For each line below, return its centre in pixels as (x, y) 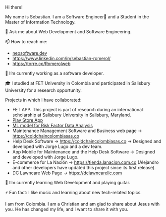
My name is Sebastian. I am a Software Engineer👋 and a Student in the (77, 17)
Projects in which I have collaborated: (43, 100)
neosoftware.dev (29, 53)
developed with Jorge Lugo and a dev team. (57, 146)
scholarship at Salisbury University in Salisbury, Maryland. (72, 115)
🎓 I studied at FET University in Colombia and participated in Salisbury (78, 83)
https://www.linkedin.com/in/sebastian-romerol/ (61, 58)
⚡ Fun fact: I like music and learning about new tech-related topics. (74, 192)
